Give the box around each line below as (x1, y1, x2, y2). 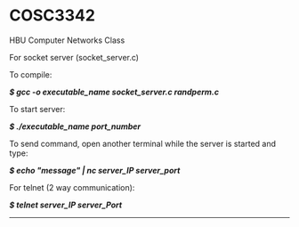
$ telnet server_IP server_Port (9, 199, 123, 210)
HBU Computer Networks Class (9, 35, 125, 45)
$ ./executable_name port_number (9, 121, 141, 132)
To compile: (9, 69, 53, 80)
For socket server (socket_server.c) (9, 52, 140, 62)
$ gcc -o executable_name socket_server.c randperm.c (9, 86, 220, 97)
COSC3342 (9, 5, 96, 26)
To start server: (9, 103, 66, 114)
